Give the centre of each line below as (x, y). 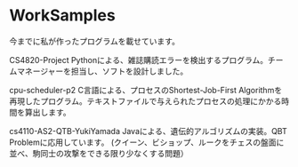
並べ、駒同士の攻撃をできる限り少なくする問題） (99, 153)
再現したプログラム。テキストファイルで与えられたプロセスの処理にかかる (145, 101)
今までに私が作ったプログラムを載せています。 (95, 41)
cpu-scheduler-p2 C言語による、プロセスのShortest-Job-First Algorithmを (146, 90)
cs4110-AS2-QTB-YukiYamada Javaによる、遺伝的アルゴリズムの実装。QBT (148, 131)
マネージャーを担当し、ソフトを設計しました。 (102, 71)
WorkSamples (62, 16)
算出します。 (48, 112)
